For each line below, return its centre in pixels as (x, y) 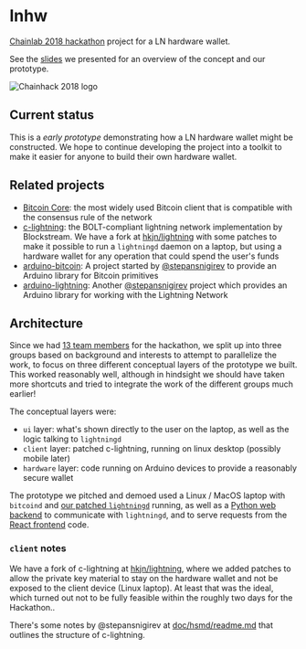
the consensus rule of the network (87, 217)
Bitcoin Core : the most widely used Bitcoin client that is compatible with (157, 207)
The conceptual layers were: (63, 411)
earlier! (23, 394)
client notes (38, 548)
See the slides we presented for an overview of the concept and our (137, 59)
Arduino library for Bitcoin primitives (90, 275)
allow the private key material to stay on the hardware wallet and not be (144, 578)
